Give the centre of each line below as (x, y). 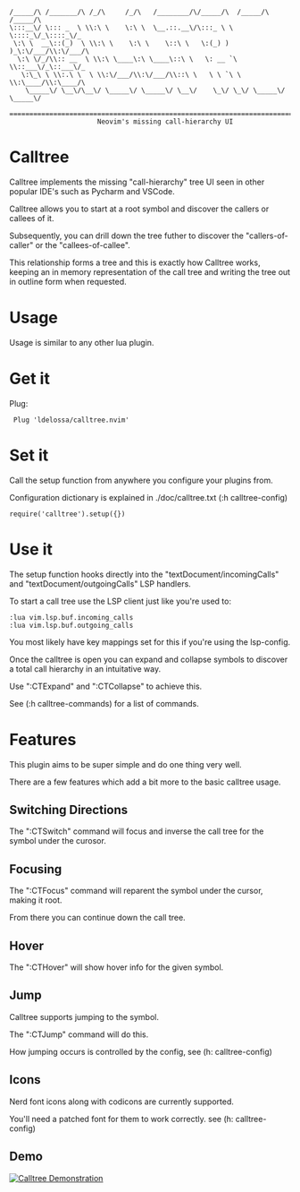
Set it (29, 455)
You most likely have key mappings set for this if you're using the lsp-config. (150, 642)
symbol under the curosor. (58, 841)
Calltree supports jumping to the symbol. (84, 1016)
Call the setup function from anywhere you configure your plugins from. (142, 480)
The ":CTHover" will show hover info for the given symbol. (117, 967)
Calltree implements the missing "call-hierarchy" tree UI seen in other (137, 182)
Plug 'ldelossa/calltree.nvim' (71, 420)
